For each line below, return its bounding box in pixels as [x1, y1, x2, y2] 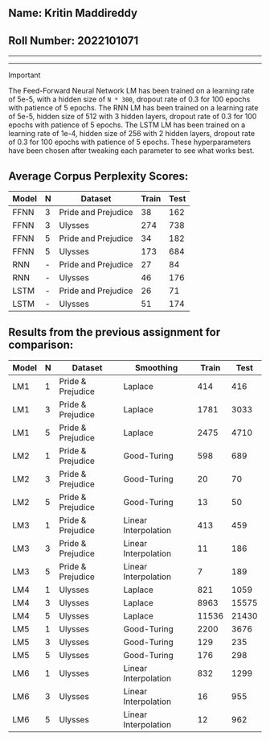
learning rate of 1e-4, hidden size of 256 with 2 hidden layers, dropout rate [8, 129, 256, 139]
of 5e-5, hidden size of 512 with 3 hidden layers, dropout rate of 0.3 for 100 [8, 112, 257, 122]
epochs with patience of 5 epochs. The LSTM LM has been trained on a [8, 120, 246, 130]
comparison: [8, 338, 74, 352]
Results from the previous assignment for [8, 325, 221, 339]
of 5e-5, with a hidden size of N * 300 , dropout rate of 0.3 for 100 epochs [8, 94, 251, 104]
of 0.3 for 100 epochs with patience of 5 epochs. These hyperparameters [8, 137, 252, 147]
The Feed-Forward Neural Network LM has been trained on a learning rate [8, 86, 255, 96]
